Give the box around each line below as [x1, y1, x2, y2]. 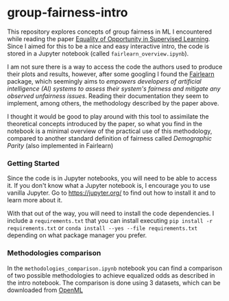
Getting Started [7, 158, 60, 168]
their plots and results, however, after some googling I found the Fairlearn [7, 70, 215, 78]
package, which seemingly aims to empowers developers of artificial [7, 77, 202, 85]
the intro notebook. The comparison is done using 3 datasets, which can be [7, 278, 221, 287]
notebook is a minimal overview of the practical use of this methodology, [7, 127, 213, 135]
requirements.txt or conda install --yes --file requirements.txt [7, 224, 197, 232]
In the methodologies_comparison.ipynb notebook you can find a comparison [7, 264, 223, 272]
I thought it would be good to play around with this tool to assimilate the [7, 112, 209, 121]
